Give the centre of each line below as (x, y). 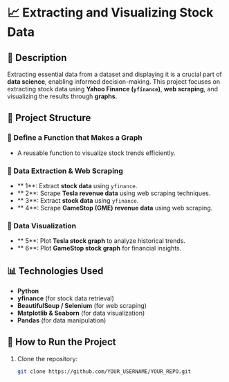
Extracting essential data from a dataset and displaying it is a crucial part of (115, 74)
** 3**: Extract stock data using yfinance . (78, 200)
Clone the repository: (47, 358)
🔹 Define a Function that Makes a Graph (75, 138)
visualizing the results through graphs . (62, 96)
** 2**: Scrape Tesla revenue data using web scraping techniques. (114, 193)
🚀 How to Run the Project (62, 342)
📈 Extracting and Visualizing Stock (110, 13)
